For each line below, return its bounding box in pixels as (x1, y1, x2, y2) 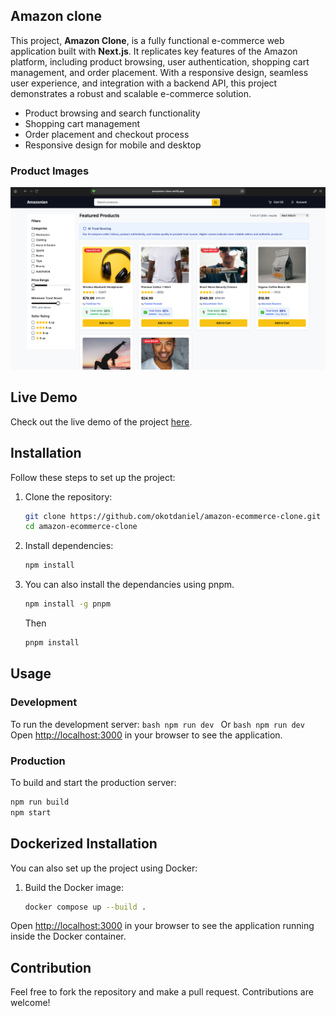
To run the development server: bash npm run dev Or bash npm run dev (10, 718, 305, 730)
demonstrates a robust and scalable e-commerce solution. (10, 87, 252, 99)
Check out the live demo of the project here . (10, 415, 193, 428)
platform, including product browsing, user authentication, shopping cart (10, 55, 310, 68)
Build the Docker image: (24, 881, 125, 893)
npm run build (10, 797, 70, 807)
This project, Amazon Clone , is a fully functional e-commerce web (10, 34, 285, 46)
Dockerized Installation (10, 835, 158, 853)
